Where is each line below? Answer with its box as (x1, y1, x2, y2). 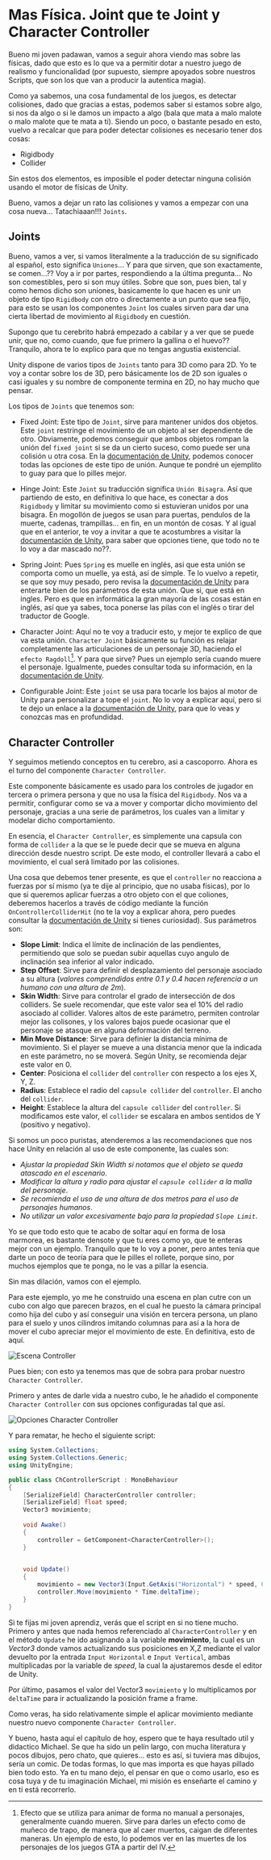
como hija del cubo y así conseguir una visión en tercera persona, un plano (8, 1309, 258, 1319)
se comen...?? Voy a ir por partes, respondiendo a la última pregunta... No (8, 268, 252, 278)
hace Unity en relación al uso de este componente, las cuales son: (8, 1144, 229, 1154)
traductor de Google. (19, 611, 90, 621)
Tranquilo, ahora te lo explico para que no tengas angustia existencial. (8, 344, 241, 354)
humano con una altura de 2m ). (19, 982, 127, 992)
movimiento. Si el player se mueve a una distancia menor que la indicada (19, 1043, 262, 1053)
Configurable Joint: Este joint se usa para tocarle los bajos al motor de (19, 686, 258, 696)
